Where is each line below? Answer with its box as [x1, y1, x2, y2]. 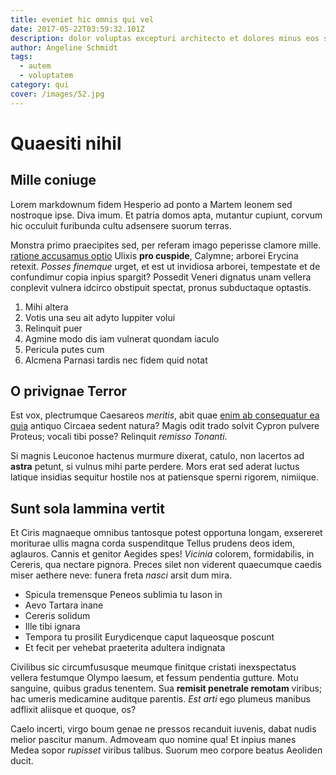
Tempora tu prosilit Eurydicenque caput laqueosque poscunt [24, 631, 275, 643]
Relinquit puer [24, 322, 83, 334]
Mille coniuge [10, 172, 97, 189]
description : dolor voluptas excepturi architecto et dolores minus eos [10, 33, 320, 43]
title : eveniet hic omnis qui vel [10, 14, 155, 25]
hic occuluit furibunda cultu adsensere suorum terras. [10, 219, 232, 231]
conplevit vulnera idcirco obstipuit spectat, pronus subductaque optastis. [10, 281, 312, 293]
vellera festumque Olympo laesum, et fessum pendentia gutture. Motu [10, 672, 299, 684]
